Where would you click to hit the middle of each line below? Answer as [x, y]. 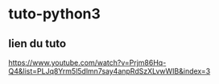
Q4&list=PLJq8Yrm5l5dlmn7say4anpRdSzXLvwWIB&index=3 [109, 71]
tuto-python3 [54, 14]
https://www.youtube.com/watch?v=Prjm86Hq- [87, 62]
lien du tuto [37, 44]
